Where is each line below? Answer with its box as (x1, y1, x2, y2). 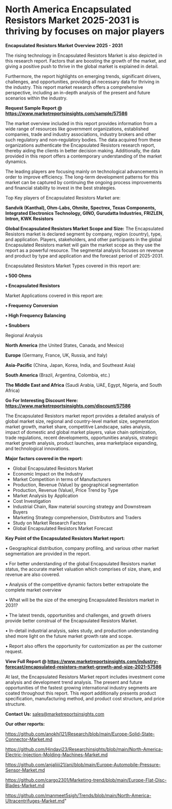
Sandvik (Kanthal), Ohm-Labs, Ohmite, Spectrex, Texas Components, (5, 204, 156, 211)
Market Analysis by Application (12, 492, 78, 499)
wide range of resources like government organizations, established (5, 126, 149, 132)
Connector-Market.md (5, 736, 53, 742)
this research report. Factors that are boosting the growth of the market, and (5, 57, 166, 64)
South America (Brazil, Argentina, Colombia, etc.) (5, 372, 111, 378)
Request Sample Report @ (5, 105, 62, 111)
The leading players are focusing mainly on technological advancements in (5, 168, 163, 174)
